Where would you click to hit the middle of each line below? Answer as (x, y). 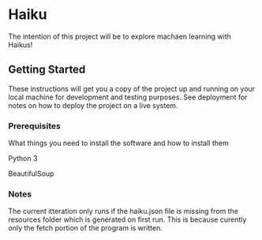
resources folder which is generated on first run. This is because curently (127, 219)
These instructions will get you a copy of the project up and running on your (131, 88)
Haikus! (21, 44)
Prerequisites (34, 126)
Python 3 (23, 159)
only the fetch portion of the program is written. (86, 228)
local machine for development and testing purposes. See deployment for (128, 97)
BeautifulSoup (31, 174)
